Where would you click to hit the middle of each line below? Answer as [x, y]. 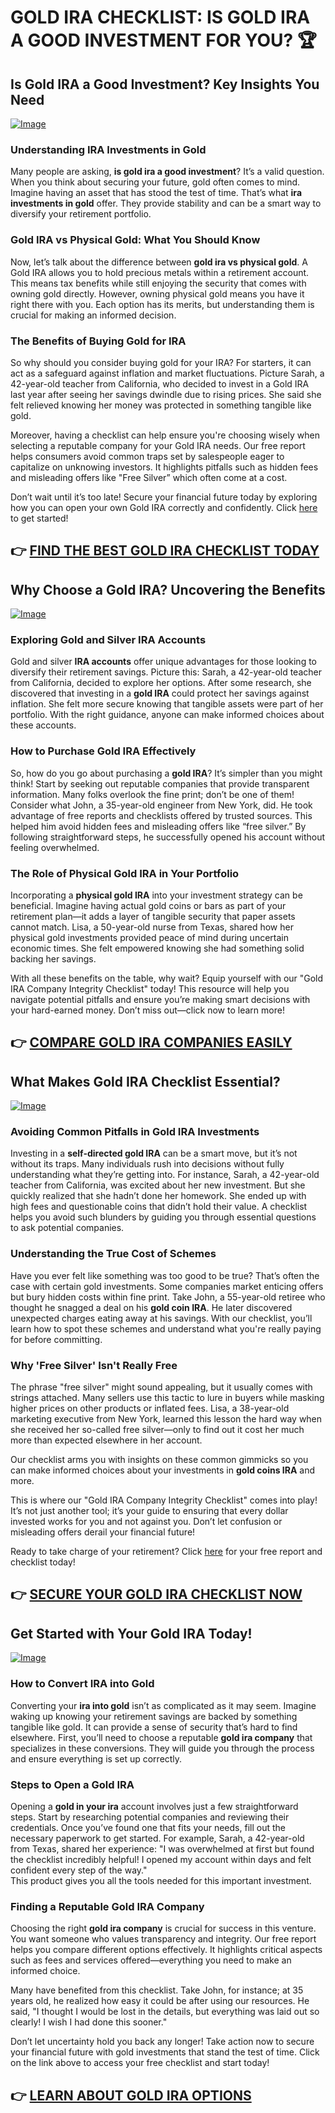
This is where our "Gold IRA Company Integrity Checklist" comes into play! [164, 1500]
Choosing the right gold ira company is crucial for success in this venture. [163, 1928]
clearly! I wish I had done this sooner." [89, 2022]
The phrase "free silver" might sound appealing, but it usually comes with [161, 1387]
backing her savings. [53, 958]
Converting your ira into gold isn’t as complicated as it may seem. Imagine [163, 1705]
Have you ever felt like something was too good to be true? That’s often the [165, 1275]
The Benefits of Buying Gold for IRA [98, 341]
